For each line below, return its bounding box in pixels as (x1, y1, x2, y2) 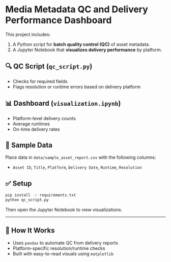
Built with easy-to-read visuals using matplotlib (12, 250, 113, 256)
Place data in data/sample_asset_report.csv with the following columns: (5, 154, 156, 160)
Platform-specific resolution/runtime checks (12, 245, 105, 251)
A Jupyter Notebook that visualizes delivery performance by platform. (12, 46, 162, 53)
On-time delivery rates (12, 126, 60, 132)
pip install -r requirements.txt (5, 193, 76, 198)
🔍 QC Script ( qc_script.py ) (5, 62, 93, 71)
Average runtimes (12, 121, 50, 127)
